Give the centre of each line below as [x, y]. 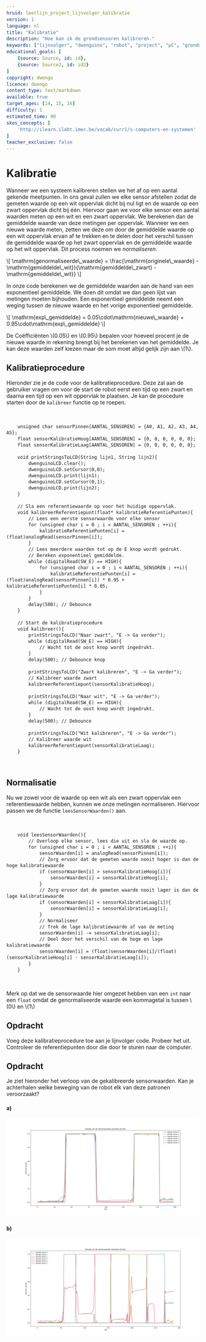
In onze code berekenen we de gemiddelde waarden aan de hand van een [100, 286]
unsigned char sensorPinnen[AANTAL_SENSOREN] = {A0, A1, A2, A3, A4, [108, 426]
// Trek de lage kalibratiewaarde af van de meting [106, 927]
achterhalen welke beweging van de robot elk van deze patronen [88, 1087]
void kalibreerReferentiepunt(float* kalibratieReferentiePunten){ [105, 512]
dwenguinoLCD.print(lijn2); [64, 488]
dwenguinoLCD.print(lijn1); [64, 475]
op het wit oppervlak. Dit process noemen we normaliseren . [82, 249]
